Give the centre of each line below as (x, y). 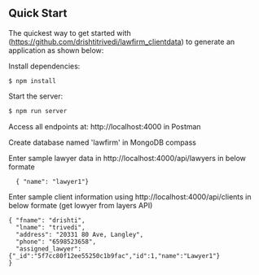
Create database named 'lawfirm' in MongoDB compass (103, 142)
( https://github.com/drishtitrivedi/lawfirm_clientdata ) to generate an (122, 41)
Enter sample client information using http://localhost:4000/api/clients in (130, 196)
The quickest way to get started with (70, 33)
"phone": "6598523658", (56, 242)
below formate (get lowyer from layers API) (81, 205)
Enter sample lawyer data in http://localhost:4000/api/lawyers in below (127, 158)
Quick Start (38, 13)
